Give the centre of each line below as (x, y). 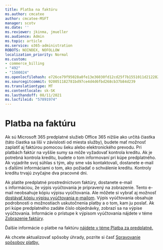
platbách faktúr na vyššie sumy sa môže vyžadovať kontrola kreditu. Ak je (79, 153)
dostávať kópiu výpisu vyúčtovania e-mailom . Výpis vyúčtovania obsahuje (79, 198)
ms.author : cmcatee (25, 14)
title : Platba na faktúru (31, 9)
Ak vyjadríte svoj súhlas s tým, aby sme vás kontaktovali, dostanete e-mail (79, 163)
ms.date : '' (17, 28)
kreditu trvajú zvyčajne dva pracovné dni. (47, 173)
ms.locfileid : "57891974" (31, 100)
